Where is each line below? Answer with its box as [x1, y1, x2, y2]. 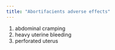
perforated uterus [14, 37, 58, 44]
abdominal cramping [14, 25, 66, 32]
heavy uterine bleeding [14, 31, 72, 38]
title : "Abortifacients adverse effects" [6, 8, 111, 15]
